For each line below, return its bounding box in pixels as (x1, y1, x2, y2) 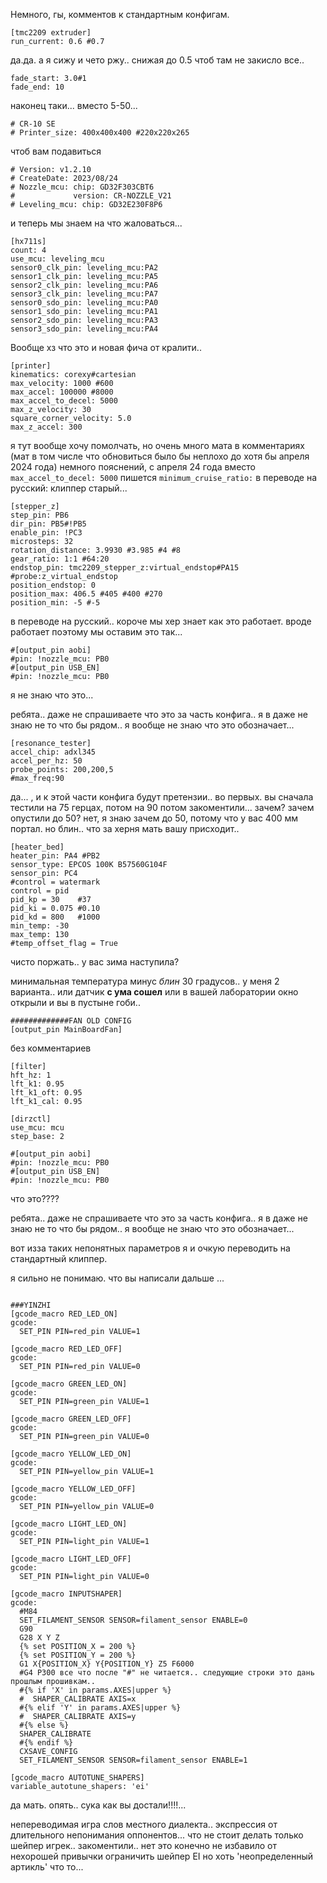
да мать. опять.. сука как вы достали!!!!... (10, 1799, 187, 1811)
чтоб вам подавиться (10, 145, 102, 157)
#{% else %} (19, 1720, 70, 1730)
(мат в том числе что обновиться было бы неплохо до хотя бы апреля (10, 450, 310, 462)
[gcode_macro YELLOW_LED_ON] (10, 1449, 132, 1459)
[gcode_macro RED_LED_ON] (10, 1309, 118, 1319)
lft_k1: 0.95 (10, 1079, 65, 1089)
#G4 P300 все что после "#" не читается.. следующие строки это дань (19, 1668, 315, 1678)
